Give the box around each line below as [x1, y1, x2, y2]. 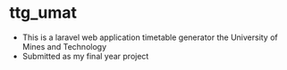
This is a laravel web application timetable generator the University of [21, 32, 279, 43]
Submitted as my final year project [21, 51, 149, 61]
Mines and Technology [21, 41, 107, 51]
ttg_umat [9, 3, 78, 23]
